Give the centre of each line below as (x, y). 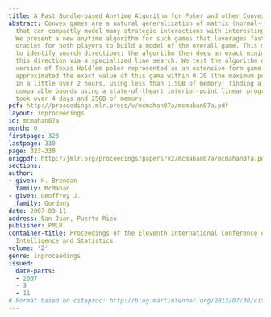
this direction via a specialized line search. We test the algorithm (137, 61)
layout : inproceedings (46, 114)
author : (21, 173)
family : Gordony (43, 203)
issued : (21, 263)
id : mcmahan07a (34, 121)
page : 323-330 (32, 151)
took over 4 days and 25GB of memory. (81, 98)
